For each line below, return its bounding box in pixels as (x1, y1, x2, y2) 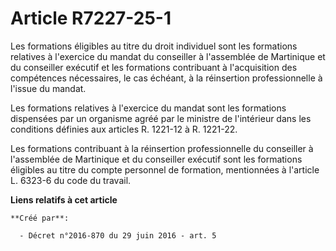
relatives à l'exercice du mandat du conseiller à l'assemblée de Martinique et (10, 50, 326, 62)
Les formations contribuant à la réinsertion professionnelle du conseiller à (10, 142, 314, 154)
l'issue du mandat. (10, 82, 87, 94)
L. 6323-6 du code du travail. (10, 174, 132, 186)
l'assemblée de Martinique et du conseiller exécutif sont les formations (10, 153, 303, 165)
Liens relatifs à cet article (10, 193, 118, 206)
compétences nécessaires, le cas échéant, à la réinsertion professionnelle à (10, 72, 323, 84)
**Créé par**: (10, 213, 70, 223)
